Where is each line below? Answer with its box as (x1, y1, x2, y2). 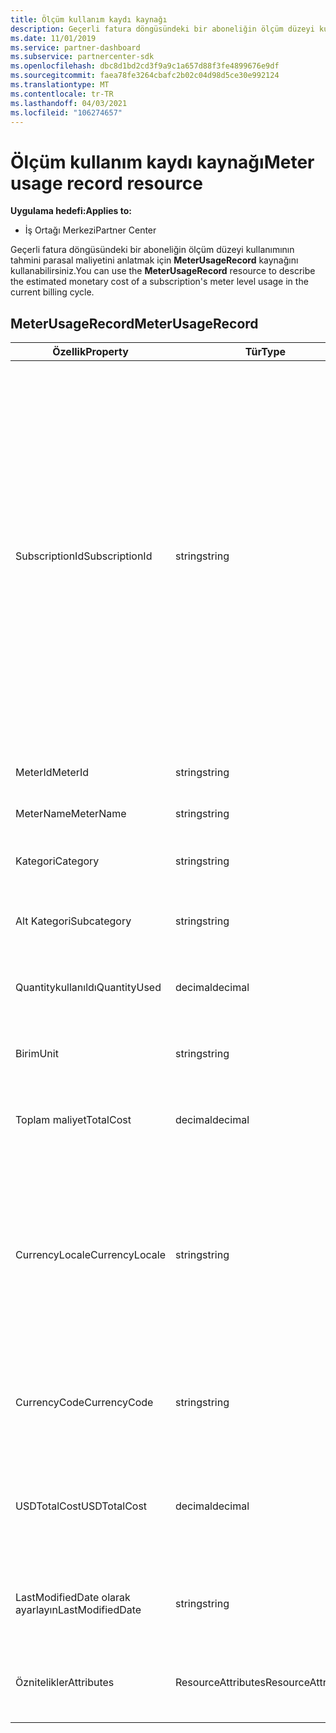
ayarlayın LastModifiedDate (15, 1603, 142, 1617)
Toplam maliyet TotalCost (15, 1113, 132, 1127)
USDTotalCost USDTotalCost (15, 1499, 148, 1513)
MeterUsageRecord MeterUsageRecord (10, 315, 259, 332)
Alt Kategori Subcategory (15, 914, 132, 928)
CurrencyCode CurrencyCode (15, 1396, 154, 1410)
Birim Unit (15, 1047, 59, 1061)
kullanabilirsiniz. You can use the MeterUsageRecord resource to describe (10, 265, 316, 277)
